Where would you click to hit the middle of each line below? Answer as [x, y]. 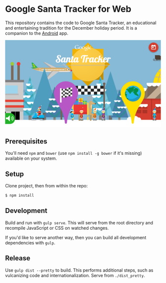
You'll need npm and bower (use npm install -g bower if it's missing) [74, 153]
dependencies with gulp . [30, 243]
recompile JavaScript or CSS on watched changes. [57, 228]
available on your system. [31, 158]
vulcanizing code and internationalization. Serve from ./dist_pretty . [75, 275]
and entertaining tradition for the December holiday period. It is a [71, 28]
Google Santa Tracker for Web [68, 9]
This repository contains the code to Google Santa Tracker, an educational [81, 23]
